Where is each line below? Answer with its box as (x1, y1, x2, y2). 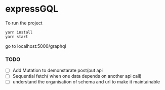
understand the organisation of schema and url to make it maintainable (12, 79, 160, 85)
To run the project (5, 20, 43, 26)
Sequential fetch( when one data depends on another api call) (12, 73, 142, 79)
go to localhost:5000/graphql (5, 43, 66, 49)
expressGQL (5, 3, 59, 15)
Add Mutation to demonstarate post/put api (12, 67, 103, 74)
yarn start (5, 34, 28, 39)
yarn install (5, 29, 33, 35)
